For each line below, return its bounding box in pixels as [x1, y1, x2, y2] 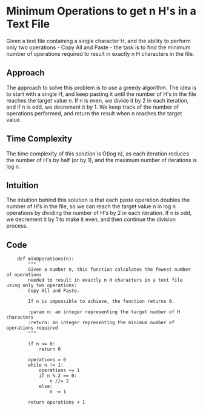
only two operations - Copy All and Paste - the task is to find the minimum [6, 44, 191, 51]
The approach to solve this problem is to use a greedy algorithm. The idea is [6, 84, 197, 91]
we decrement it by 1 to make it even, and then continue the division [6, 216, 176, 223]
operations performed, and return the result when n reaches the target [6, 109, 182, 117]
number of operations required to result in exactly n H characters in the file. [6, 50, 195, 57]
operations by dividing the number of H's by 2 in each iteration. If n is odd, [6, 209, 192, 217]
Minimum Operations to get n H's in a [6, 4, 197, 18]
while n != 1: [28, 362, 64, 369]
